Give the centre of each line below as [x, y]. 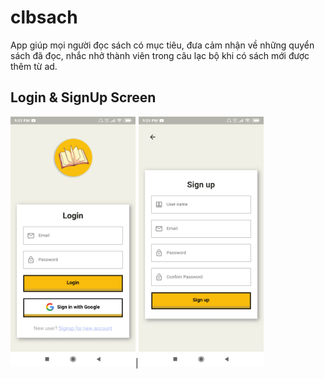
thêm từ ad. [34, 66]
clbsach [44, 17]
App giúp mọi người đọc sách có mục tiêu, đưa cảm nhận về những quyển [162, 45]
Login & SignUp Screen [83, 97]
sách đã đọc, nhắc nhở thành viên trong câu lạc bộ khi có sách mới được [160, 55]
